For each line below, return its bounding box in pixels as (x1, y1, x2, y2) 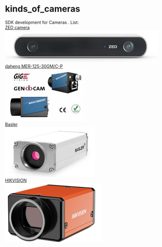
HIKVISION (5, 177, 27, 183)
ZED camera (5, 24, 30, 30)
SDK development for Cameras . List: (5, 19, 79, 25)
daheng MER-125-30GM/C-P (5, 63, 63, 69)
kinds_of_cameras (5, 3, 81, 15)
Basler (5, 121, 18, 127)
